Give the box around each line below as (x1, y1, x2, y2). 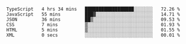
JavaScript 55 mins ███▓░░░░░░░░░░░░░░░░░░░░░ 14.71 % (6, 11, 181, 17)
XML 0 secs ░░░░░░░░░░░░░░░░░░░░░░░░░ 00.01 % (6, 32, 181, 38)
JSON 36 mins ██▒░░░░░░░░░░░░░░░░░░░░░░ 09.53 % (6, 17, 181, 23)
